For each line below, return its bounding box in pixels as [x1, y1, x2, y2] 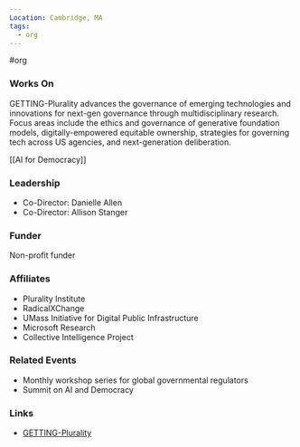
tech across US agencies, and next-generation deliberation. [9, 137, 232, 147]
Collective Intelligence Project [22, 331, 134, 342]
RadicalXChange [22, 302, 85, 313]
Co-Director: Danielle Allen [22, 196, 123, 208]
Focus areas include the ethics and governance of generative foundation [9, 117, 280, 128]
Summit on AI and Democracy [22, 384, 134, 395]
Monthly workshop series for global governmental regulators [22, 375, 248, 385]
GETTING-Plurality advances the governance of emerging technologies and [9, 98, 292, 109]
